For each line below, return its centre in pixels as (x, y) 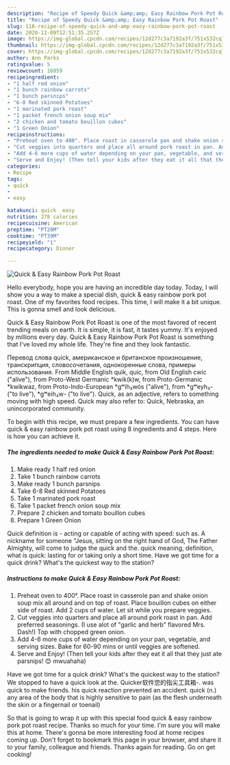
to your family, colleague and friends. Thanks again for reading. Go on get (111, 747)
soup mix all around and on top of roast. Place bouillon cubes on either (117, 603)
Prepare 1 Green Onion (49, 521)
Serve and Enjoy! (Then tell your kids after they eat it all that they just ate (119, 654)
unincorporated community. (46, 409)
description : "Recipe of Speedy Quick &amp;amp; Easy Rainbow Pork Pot (111, 13)
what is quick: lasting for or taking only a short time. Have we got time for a (113, 555)
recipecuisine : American (42, 223)
